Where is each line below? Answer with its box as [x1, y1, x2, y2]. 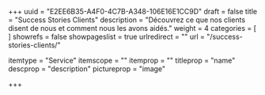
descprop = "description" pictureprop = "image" [8, 64, 166, 74]
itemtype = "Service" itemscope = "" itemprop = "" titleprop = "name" [8, 55, 236, 65]
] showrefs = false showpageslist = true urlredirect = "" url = [8, 32, 206, 41]
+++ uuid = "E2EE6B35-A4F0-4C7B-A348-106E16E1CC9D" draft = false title [8, 7, 258, 16]
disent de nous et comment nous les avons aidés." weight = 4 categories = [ [8, 24, 257, 32]
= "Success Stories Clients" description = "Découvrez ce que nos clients [8, 15, 246, 25]
